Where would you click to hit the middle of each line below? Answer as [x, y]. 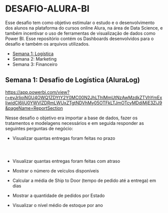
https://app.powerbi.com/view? [37, 92]
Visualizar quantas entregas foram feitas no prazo [64, 138]
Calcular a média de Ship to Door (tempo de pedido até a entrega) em [84, 180]
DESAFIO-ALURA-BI [47, 9]
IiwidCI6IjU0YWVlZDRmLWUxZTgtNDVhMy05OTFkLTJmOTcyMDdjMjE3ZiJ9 [84, 103]
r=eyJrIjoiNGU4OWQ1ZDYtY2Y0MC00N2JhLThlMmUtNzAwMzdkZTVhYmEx [84, 97]
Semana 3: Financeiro [35, 64]
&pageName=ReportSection [34, 108]
